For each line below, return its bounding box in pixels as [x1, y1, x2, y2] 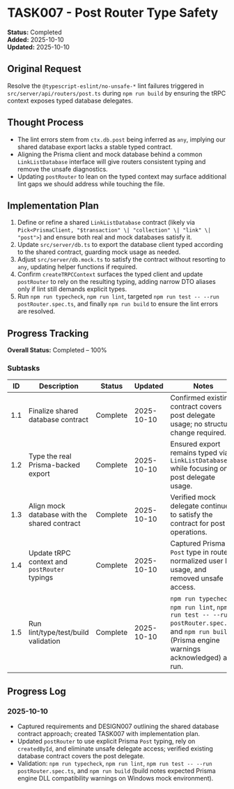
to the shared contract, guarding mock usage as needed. [17, 248, 181, 256]
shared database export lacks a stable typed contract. [17, 142, 173, 151]
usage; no [170, 419, 203, 429]
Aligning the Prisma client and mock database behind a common [17, 150, 203, 158]
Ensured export [170, 439, 221, 449]
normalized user [170, 556, 224, 566]
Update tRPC [29, 548, 71, 558]
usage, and [170, 565, 207, 575]
